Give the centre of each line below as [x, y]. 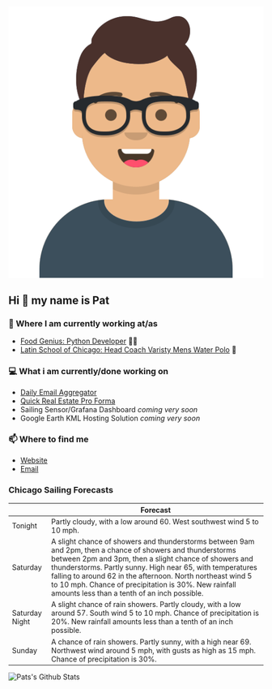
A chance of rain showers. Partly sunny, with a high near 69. [151, 642]
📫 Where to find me [49, 439]
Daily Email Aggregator [58, 392]
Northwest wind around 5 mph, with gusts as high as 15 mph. [154, 650]
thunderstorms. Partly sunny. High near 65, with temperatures [154, 567]
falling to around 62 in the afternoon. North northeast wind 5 [152, 576]
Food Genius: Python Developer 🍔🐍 [79, 341]
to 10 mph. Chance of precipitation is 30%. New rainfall [144, 585]
